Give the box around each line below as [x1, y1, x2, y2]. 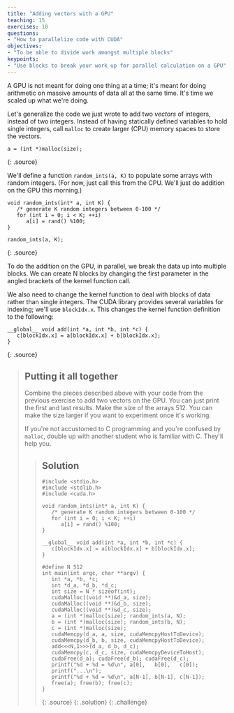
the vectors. [7, 132, 42, 140]
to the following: [7, 312, 54, 321]
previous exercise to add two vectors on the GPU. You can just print [24, 396, 219, 405]
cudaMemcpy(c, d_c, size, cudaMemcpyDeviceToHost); [51, 650, 205, 656]
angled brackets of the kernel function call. [7, 276, 131, 285]
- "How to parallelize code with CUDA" [7, 36, 124, 43]
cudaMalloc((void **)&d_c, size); [51, 606, 152, 614]
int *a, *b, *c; [51, 576, 99, 583]
